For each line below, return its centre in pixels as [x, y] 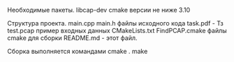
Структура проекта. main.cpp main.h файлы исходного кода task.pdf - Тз [115, 23]
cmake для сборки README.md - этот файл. [72, 38]
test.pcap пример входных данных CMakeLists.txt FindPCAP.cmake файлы [117, 31]
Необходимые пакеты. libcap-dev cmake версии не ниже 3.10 [99, 10]
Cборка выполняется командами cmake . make [78, 51]
